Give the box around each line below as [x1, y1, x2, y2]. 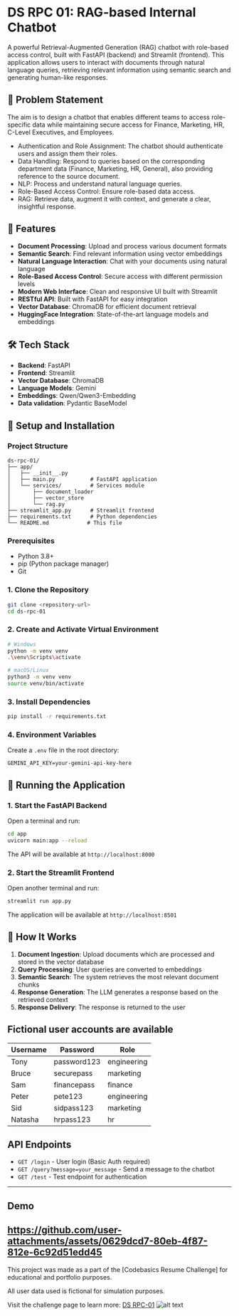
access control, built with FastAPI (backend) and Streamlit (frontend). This [7, 51, 225, 59]
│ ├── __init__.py [7, 470, 69, 477]
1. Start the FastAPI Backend [7, 800, 107, 810]
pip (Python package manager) [17, 559, 110, 568]
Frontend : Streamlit [17, 369, 75, 377]
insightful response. [17, 202, 76, 211]
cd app [7, 831, 27, 838]
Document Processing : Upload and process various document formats [17, 241, 227, 250]
